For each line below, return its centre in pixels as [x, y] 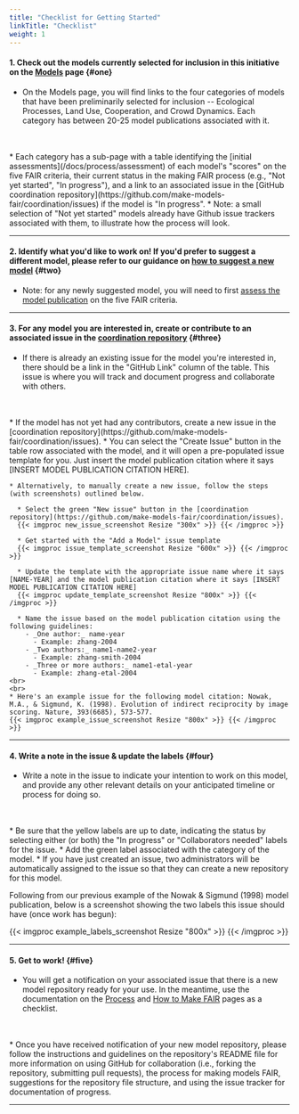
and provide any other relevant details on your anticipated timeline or [149, 785]
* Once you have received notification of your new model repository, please [148, 1044]
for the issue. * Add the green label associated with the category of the [139, 850]
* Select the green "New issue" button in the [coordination [133, 509]
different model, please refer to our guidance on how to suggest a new [142, 261]
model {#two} [36, 270]
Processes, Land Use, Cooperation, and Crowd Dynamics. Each [139, 111]
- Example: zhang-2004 [75, 642]
